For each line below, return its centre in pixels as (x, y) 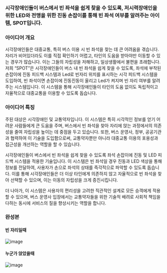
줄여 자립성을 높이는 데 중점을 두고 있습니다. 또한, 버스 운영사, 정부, (79, 131)
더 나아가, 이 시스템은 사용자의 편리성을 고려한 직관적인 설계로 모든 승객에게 (78, 190)
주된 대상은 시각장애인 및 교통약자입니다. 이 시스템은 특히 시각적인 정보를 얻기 (80, 119)
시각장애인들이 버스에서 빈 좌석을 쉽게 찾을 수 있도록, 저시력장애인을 (81, 7)
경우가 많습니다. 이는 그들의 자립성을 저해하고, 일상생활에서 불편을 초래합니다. (85, 62)
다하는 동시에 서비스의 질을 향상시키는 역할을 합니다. (56, 203)
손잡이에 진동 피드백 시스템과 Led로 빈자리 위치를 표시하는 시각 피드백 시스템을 (82, 74)
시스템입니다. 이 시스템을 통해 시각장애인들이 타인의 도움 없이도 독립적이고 (86, 87)
